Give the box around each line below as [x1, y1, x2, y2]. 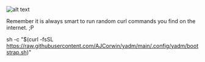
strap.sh [6, 49, 27, 56]
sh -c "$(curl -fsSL [6, 36, 54, 43]
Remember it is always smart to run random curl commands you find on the [6, 18, 196, 24]
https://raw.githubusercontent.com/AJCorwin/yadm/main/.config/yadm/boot [6, 43, 199, 49]
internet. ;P [6, 24, 34, 31]
